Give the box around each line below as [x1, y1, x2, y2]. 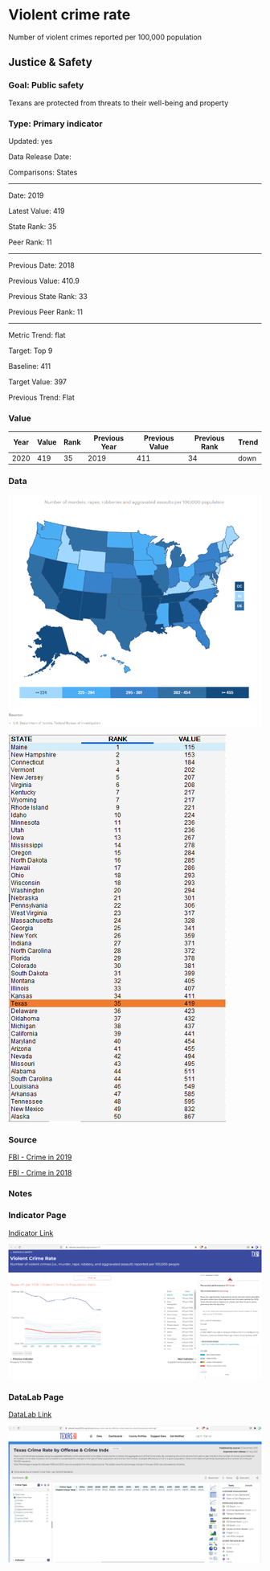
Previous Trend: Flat [8, 392, 75, 402]
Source [8, 1134, 38, 1145]
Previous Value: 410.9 [8, 276, 80, 285]
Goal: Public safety [8, 80, 84, 91]
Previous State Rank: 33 [8, 291, 88, 301]
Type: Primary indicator [8, 118, 103, 129]
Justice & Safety [8, 55, 92, 69]
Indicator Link [8, 1228, 54, 1237]
